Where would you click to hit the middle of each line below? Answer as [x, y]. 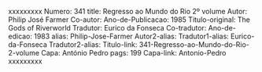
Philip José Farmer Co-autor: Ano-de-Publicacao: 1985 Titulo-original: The [129, 20]
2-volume [24, 53]
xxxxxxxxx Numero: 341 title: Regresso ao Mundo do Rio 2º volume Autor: [128, 11]
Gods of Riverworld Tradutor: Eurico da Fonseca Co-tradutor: [107, 28]
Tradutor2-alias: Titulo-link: [93, 45]
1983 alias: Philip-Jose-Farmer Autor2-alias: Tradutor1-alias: [132, 36]
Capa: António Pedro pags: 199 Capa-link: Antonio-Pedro [133, 53]
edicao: [20, 36]
